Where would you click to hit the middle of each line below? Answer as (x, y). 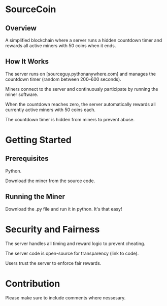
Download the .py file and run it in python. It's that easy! (64, 209)
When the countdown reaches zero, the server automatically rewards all (80, 104)
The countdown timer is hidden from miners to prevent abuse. (70, 119)
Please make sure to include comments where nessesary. (65, 297)
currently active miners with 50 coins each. (50, 110)
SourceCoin (31, 9)
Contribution (33, 283)
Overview (21, 28)
